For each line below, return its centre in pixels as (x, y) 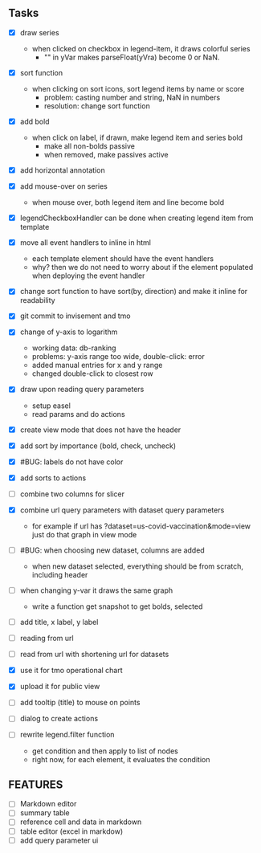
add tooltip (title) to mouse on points (80, 703)
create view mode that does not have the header (100, 430)
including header (60, 574)
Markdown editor (48, 804)
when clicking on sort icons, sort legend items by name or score (138, 88)
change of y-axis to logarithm (69, 332)
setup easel (51, 406)
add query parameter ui (59, 840)
